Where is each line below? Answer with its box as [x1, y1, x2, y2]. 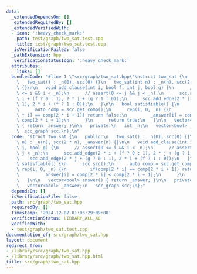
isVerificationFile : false [11, 194, 77, 200]
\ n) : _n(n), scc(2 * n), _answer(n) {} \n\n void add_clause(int [16, 139, 188, 145]
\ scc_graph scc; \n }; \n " [16, 128, 80, 135]
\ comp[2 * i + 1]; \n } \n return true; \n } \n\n [16, 118, 167, 124]
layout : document [6, 237, 49, 243]
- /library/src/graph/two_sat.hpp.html [6, 254, 104, 259]
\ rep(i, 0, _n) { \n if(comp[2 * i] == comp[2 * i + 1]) [16, 166, 180, 173]
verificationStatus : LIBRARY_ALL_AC [11, 215, 101, 221]
